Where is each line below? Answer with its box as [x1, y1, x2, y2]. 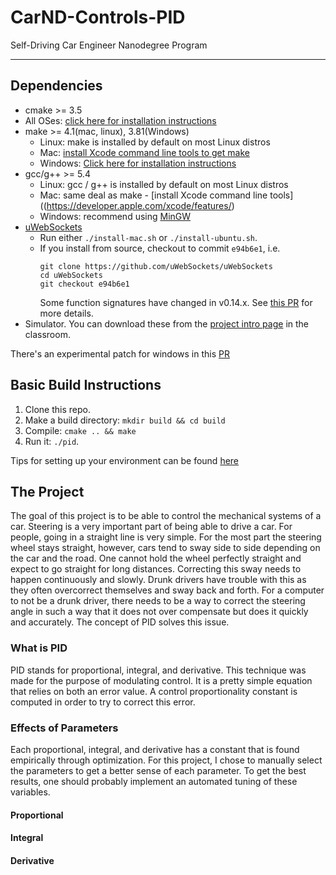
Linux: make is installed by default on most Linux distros [39, 136, 271, 148]
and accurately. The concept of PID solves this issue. [10, 616, 230, 628]
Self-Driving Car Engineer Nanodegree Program [10, 39, 208, 51]
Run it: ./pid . [24, 435, 80, 447]
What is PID [10, 641, 68, 655]
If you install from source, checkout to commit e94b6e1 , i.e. [39, 242, 281, 254]
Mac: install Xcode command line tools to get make [39, 146, 250, 158]
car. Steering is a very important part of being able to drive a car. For [10, 521, 293, 533]
